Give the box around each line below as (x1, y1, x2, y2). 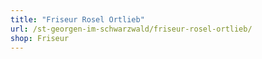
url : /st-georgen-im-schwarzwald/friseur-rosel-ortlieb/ (10, 24, 253, 34)
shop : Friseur (10, 33, 70, 43)
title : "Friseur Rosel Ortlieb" (10, 14, 145, 25)
